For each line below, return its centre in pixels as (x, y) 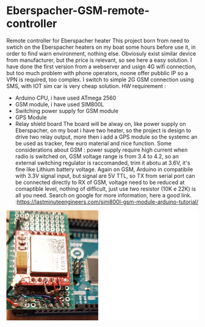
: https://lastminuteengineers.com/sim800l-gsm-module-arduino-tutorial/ (107, 202)
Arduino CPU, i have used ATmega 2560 (66, 98)
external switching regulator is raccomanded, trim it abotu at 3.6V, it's (103, 163)
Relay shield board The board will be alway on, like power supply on (100, 123)
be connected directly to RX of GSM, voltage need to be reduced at (100, 182)
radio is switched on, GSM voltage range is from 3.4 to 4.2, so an (97, 156)
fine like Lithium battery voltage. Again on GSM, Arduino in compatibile (104, 169)
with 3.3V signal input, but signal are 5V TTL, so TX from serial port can (105, 175)
